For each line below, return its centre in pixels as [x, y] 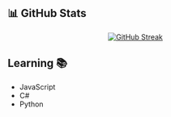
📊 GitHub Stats [47, 13]
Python [31, 104]
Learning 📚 [38, 63]
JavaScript [37, 86]
